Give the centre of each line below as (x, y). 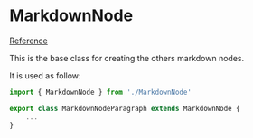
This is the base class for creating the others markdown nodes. (127, 58)
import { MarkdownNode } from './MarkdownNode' (101, 92)
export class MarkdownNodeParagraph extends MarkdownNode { (125, 108)
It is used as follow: (45, 75)
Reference (28, 41)
